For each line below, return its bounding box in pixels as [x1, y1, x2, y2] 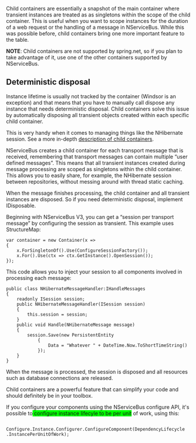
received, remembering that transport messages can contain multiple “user [6, 153, 188, 160]
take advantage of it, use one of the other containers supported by [6, 54, 167, 61]
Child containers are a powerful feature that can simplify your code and [6, 385, 179, 393]
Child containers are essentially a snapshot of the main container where [6, 5, 180, 12]
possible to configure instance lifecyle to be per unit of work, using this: [6, 409, 180, 417]
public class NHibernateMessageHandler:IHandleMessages [6, 285, 146, 292]
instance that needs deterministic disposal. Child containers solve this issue [6, 105, 190, 112]
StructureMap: [6, 226, 41, 233]
